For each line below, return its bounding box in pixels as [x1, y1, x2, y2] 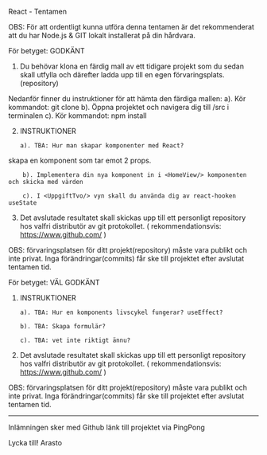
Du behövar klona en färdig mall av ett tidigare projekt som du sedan [19, 61, 245, 71]
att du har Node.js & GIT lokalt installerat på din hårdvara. [8, 31, 196, 40]
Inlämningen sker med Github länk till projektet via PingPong [8, 422, 205, 432]
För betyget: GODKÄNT [8, 46, 85, 55]
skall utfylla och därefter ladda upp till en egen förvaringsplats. [19, 70, 225, 79]
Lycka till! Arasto [8, 438, 62, 447]
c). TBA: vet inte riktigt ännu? [19, 336, 131, 344]
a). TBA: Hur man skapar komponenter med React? [19, 142, 184, 150]
